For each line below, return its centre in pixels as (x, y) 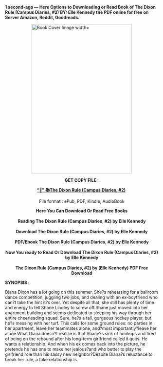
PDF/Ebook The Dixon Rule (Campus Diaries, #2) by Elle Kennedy (82, 242)
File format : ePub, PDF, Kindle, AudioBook (82, 201)
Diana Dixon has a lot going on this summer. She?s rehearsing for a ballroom (81, 292)
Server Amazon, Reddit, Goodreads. (42, 17)
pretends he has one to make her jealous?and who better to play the (73, 349)
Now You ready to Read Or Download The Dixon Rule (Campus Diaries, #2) (82, 252)
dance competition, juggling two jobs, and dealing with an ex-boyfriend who (81, 297)
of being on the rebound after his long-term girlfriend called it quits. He (76, 339)
